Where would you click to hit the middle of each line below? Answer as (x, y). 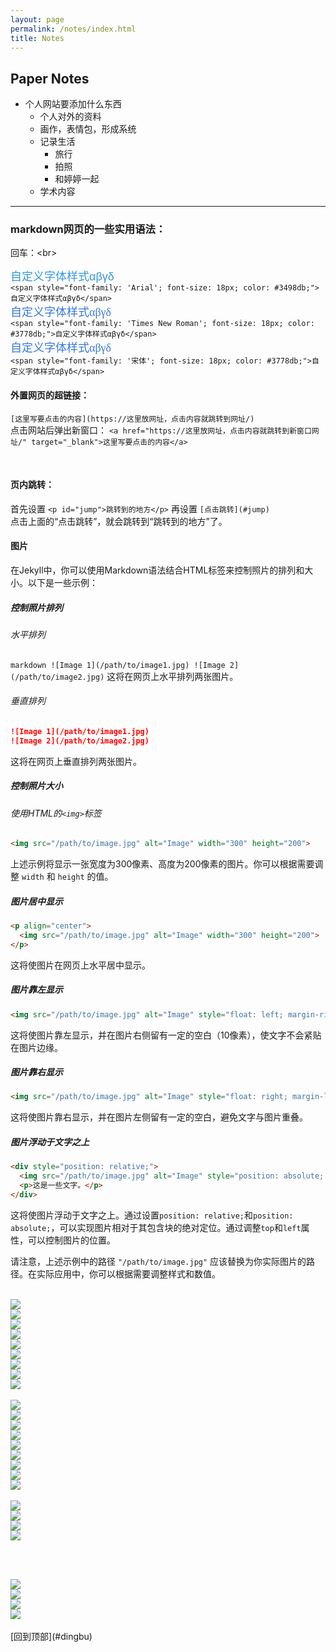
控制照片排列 (36, 607)
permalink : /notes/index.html (73, 29)
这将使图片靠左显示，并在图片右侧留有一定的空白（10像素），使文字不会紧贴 (166, 1035)
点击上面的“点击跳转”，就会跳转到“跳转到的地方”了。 (119, 521)
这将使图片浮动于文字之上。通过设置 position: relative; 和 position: (152, 1215)
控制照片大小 (36, 786)
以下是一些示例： (62, 583)
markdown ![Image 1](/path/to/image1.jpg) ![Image (118, 665)
